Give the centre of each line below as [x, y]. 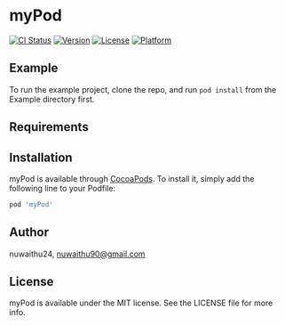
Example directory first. [52, 99]
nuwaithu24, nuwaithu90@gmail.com [77, 254]
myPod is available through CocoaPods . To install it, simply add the [132, 178]
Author [29, 232]
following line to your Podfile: [63, 188]
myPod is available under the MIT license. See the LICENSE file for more [141, 303]
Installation [41, 157]
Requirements [49, 127]
